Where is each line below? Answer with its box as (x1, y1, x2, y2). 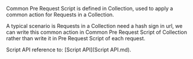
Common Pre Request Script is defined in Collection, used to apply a (6, 5, 173, 12)
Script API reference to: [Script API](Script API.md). (6, 46, 131, 53)
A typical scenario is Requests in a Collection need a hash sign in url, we (6, 23, 183, 29)
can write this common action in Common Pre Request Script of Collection (6, 29, 188, 36)
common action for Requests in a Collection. (6, 11, 114, 18)
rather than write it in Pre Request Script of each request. (6, 35, 146, 41)
